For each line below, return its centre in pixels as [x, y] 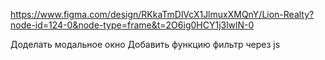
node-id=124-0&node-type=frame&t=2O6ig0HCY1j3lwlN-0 [132, 25]
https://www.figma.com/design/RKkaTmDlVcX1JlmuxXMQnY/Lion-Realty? [162, 14]
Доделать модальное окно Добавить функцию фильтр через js [145, 44]
